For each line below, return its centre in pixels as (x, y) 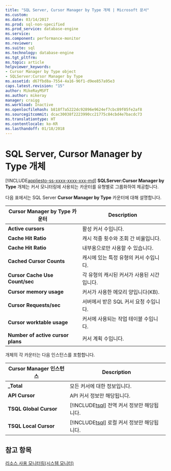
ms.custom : (17, 15)
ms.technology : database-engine (39, 53)
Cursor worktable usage (38, 323)
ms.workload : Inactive (29, 105)
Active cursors (26, 229)
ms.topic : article (25, 62)
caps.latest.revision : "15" (35, 86)
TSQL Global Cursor (33, 409)
